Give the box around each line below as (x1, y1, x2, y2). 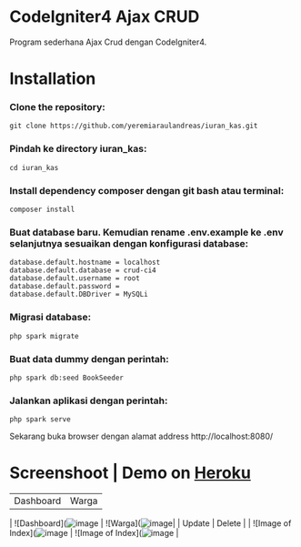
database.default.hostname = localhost (9, 258, 161, 268)
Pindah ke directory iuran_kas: (9, 143, 147, 156)
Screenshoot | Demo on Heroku (9, 462, 252, 483)
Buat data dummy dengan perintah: (9, 352, 170, 365)
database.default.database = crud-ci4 (9, 266, 156, 275)
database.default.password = (9, 282, 120, 291)
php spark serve (9, 415, 71, 424)
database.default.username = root (9, 274, 141, 283)
